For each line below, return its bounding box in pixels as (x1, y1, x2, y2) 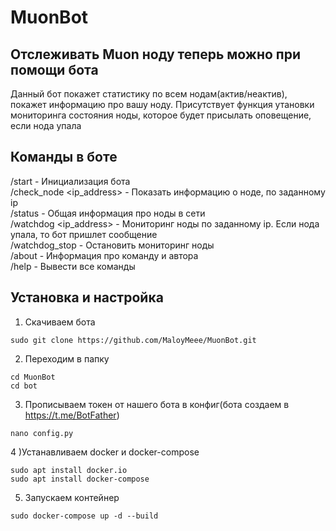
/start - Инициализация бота (10, 175, 131, 187)
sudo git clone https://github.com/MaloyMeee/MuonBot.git (10, 335, 257, 345)
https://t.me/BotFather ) (24, 409, 120, 421)
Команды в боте (10, 149, 118, 166)
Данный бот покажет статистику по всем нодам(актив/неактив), (10, 88, 288, 100)
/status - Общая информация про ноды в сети (10, 207, 206, 219)
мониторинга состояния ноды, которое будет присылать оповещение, (10, 109, 312, 121)
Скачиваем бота (24, 316, 96, 328)
